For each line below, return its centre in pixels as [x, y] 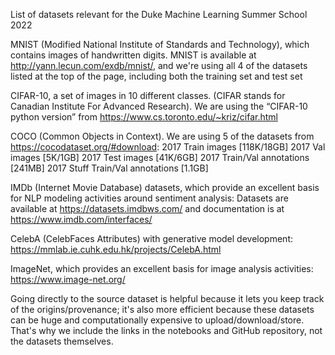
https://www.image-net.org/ [68, 279]
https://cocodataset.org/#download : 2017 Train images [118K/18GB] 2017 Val [168, 147]
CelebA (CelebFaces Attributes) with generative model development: [151, 238]
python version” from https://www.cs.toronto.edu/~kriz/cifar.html [144, 117]
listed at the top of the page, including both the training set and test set [156, 76]
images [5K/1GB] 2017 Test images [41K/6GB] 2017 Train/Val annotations [160, 157]
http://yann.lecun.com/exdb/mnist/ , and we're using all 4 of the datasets [159, 65]
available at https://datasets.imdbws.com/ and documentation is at [147, 208]
